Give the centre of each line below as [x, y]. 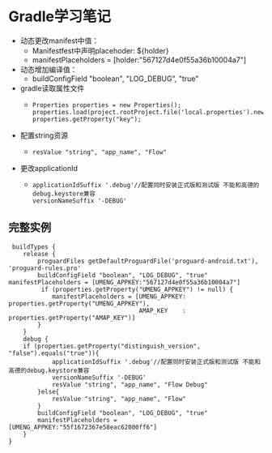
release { [40, 254]
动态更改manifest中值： [59, 41]
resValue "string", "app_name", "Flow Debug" [130, 385]
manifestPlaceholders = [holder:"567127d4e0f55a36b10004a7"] [139, 60]
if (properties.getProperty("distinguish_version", [112, 346]
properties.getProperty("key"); [87, 119]
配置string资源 [44, 135]
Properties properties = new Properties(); [107, 105]
